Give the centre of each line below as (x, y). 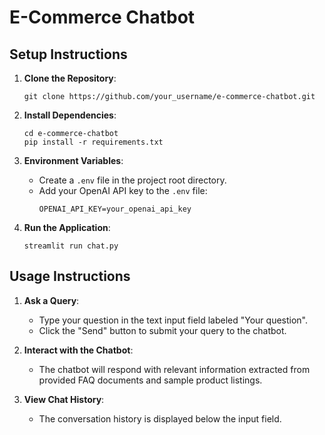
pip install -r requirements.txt (93, 142)
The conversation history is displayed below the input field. (160, 418)
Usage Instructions (70, 276)
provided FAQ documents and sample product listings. (150, 380)
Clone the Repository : (70, 78)
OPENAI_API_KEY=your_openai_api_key (115, 209)
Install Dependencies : (70, 115)
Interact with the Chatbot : (78, 350)
